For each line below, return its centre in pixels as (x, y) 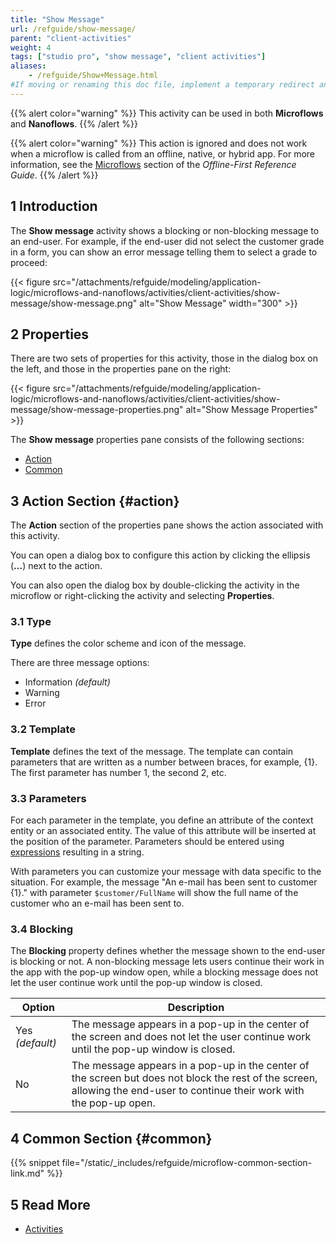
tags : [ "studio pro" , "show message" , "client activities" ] (138, 57)
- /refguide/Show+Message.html (93, 76)
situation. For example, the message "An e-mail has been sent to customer (164, 882)
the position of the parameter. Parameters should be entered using (147, 842)
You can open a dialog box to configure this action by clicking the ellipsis (160, 555)
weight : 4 (31, 47)
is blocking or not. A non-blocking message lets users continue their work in (167, 962)
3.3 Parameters (48, 798)
